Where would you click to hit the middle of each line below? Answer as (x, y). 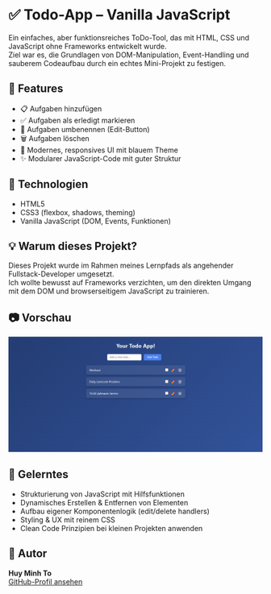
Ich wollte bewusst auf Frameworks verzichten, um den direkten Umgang (130, 283)
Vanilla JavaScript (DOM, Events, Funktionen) (96, 221)
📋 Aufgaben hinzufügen (61, 108)
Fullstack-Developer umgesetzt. (61, 274)
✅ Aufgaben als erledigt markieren (77, 120)
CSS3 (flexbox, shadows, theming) (77, 212)
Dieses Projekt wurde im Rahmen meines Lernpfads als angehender (121, 266)
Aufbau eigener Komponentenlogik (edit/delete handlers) (115, 511)
